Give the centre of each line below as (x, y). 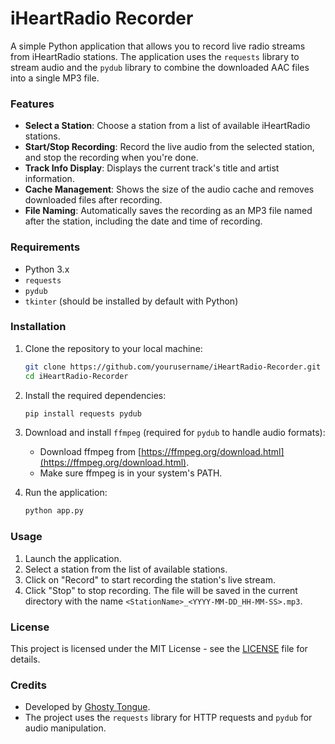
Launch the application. (73, 558)
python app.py (54, 511)
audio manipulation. (65, 728)
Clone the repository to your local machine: (113, 348)
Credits (28, 685)
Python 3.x (47, 269)
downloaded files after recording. (93, 200)
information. (49, 179)
